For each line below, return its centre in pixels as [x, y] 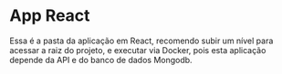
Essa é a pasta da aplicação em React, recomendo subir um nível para [141, 41]
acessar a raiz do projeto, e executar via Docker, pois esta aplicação [138, 50]
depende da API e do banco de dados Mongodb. [101, 60]
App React [50, 16]
